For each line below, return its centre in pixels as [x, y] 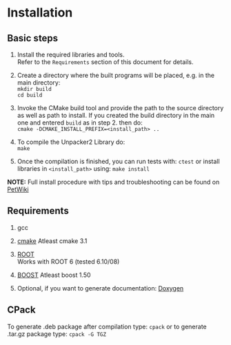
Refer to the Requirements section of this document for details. [105, 62]
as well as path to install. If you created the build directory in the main [116, 115]
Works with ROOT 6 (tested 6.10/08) [68, 261]
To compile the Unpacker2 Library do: [71, 142]
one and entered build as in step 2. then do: [80, 123]
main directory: [39, 83]
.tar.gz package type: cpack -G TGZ [57, 334]
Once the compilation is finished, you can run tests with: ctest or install [118, 161]
